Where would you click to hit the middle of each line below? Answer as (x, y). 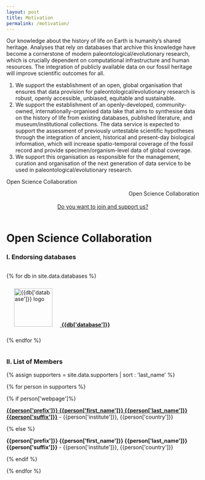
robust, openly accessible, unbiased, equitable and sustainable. (95, 98)
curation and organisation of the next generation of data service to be (103, 164)
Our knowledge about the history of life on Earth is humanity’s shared (94, 41)
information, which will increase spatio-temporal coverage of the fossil (104, 144)
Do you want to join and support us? (103, 207)
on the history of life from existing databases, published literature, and (104, 118)
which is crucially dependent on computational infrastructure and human (98, 60)
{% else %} (21, 429)
